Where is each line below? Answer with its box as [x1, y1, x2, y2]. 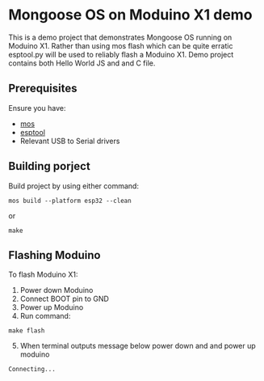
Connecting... [8, 366, 57, 374]
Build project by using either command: [8, 180, 140, 191]
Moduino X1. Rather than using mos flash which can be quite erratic [8, 40, 233, 50]
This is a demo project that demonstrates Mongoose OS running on [8, 32, 233, 42]
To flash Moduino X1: [8, 269, 78, 280]
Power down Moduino [19, 286, 94, 295]
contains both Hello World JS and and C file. [8, 58, 156, 68]
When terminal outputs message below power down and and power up [19, 341, 256, 351]
